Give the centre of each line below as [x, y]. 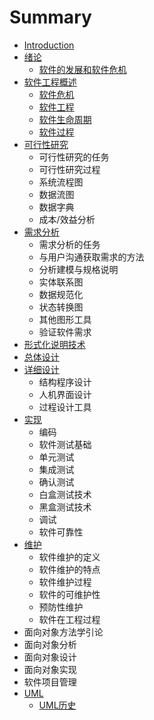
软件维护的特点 [69, 569]
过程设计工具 [65, 407]
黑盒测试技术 [65, 507]
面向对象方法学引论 [63, 632]
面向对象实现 [50, 669]
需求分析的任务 [69, 244]
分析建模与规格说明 [78, 269]
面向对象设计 [50, 657]
